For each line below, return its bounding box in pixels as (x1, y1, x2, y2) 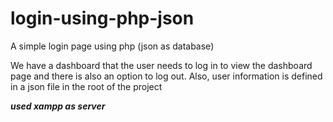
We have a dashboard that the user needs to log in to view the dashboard (10, 59, 313, 71)
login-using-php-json (10, 7, 195, 30)
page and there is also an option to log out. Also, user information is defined (10, 70, 323, 82)
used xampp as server (10, 100, 106, 112)
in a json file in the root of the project (10, 80, 163, 92)
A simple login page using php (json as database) (10, 40, 215, 52)
